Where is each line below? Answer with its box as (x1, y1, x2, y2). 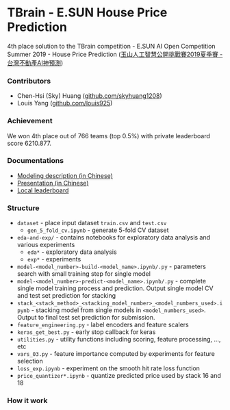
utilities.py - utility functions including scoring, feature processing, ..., (16, 335, 221, 344)
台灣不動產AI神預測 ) (7, 58, 64, 66)
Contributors (7, 76, 51, 86)
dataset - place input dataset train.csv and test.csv (16, 219, 167, 227)
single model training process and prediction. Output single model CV (16, 284, 214, 292)
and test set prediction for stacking (16, 292, 116, 300)
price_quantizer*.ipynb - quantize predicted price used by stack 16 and (16, 372, 221, 380)
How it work (7, 396, 48, 405)
